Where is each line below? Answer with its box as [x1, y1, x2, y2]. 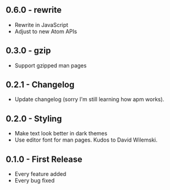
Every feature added [14, 170, 67, 178]
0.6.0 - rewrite [6, 5, 62, 15]
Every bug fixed [14, 177, 55, 184]
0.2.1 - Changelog [6, 80, 75, 90]
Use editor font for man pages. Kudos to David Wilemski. [14, 136, 158, 143]
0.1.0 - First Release [6, 154, 83, 164]
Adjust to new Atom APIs [14, 28, 78, 35]
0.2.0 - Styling [6, 113, 62, 124]
